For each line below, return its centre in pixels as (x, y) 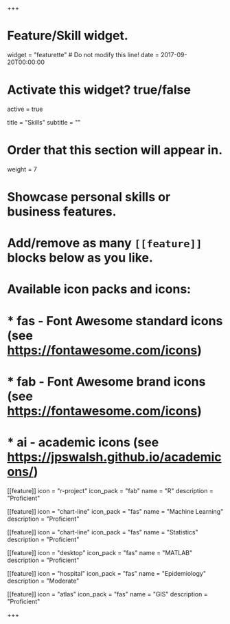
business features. (62, 211)
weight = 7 (22, 169)
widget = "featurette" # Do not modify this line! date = (83, 54)
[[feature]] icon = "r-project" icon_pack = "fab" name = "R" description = (111, 490)
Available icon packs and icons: (99, 289)
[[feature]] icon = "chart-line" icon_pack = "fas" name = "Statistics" (103, 532)
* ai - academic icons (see (83, 442)
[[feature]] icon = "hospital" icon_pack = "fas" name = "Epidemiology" (106, 573)
